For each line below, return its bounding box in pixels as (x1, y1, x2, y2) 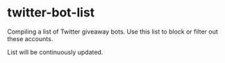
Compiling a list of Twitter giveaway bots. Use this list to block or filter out (7, 27, 219, 36)
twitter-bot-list (7, 5, 95, 21)
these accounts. (7, 34, 53, 42)
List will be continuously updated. (7, 48, 103, 56)
